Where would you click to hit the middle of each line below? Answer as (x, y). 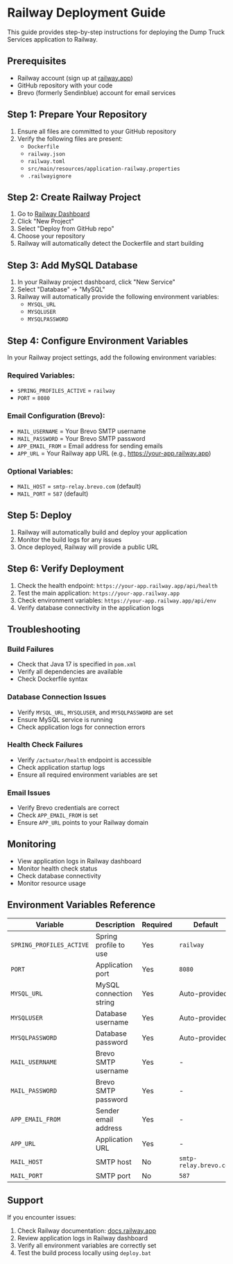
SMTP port (113, 1176)
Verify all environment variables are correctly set (87, 1245)
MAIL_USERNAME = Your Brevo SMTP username (81, 431)
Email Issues (29, 793)
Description (115, 925)
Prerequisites (37, 61)
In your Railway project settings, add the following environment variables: (112, 357)
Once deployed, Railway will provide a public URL (88, 547)
